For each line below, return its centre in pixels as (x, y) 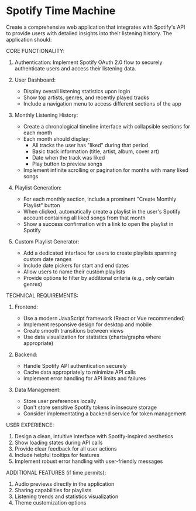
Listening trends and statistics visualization (66, 496)
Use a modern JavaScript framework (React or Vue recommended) (104, 318)
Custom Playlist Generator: (47, 241)
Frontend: (26, 307)
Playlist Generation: (38, 187)
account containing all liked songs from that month (85, 218)
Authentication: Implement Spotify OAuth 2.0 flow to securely (88, 62)
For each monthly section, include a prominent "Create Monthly (100, 199)
